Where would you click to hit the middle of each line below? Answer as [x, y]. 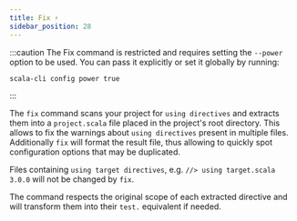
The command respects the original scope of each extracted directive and [149, 196]
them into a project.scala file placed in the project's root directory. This [145, 123]
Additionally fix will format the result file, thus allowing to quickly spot [141, 142]
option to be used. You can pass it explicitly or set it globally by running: [144, 62]
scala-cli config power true [65, 78]
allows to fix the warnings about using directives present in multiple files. [149, 132]
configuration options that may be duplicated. [95, 152]
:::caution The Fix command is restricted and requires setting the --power [146, 52]
